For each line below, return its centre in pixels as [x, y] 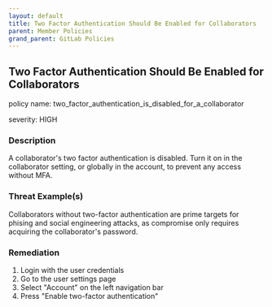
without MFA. [31, 175]
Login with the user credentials [72, 270]
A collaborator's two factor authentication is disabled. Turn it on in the [125, 158]
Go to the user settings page [68, 279]
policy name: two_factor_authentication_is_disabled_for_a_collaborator [126, 104]
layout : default [36, 16]
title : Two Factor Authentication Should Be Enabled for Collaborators [132, 24]
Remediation [34, 253]
